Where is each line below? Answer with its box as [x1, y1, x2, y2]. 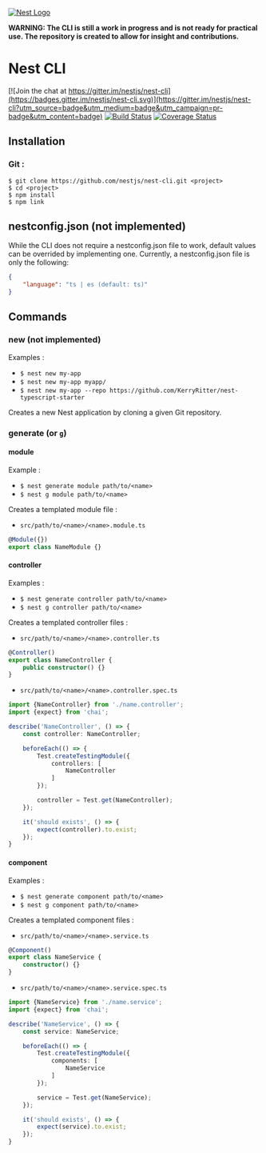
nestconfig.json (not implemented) [8, 220, 186, 234]
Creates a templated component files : [8, 915, 134, 924]
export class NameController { [8, 656, 113, 664]
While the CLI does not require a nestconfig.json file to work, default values [8, 241, 256, 250]
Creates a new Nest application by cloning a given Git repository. [8, 407, 222, 417]
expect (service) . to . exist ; [37, 1123, 127, 1131]
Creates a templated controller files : [8, 617, 129, 627]
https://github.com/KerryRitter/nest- [109, 386, 239, 394]
